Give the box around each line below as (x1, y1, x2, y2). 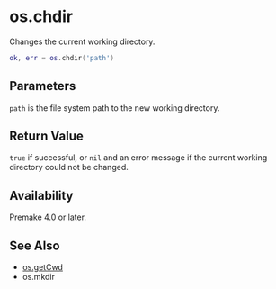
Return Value (9, 129, 84, 144)
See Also (9, 238, 60, 253)
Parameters (9, 78, 76, 94)
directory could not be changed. (9, 162, 129, 173)
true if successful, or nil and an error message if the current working (9, 152, 268, 163)
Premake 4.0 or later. (9, 212, 87, 222)
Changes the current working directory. (9, 36, 156, 47)
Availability (9, 187, 74, 203)
